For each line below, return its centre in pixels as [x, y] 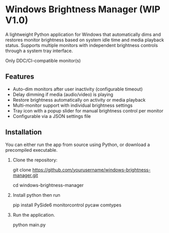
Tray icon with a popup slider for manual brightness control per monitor [88, 110]
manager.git [25, 175]
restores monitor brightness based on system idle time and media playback [85, 40]
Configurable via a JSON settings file [52, 116]
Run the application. [34, 215]
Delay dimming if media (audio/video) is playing [63, 94]
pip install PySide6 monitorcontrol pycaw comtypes [67, 205]
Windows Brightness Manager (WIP [83, 9]
